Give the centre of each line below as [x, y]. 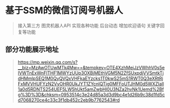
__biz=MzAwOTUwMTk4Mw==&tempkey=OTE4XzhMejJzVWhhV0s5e [91, 67]
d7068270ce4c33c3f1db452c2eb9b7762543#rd [69, 100]
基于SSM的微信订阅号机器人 [64, 10]
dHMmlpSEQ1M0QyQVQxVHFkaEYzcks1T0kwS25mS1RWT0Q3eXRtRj [90, 78]
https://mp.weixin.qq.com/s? [47, 62]
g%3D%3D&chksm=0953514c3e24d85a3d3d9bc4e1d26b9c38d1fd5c [91, 94]
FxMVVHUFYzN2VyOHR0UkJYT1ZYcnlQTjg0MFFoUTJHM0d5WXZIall [91, 84]
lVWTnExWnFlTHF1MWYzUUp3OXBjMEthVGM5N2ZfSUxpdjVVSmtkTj [91, 73]
